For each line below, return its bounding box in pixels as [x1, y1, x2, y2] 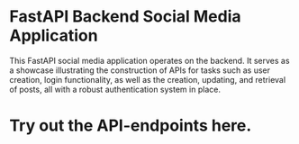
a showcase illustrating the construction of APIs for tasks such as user [9, 65, 270, 76]
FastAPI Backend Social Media [9, 6, 241, 27]
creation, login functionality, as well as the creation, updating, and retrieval [9, 74, 286, 85]
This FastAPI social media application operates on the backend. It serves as [9, 55, 290, 66]
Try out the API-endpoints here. [9, 115, 252, 136]
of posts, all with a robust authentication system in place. [9, 84, 221, 94]
